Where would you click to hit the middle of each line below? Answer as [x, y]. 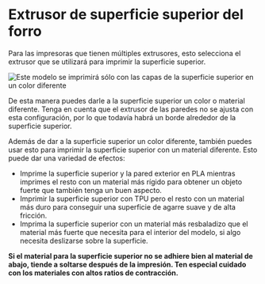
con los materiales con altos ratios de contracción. [93, 273]
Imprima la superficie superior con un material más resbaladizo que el [134, 224]
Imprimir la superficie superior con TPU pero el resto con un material [132, 199]
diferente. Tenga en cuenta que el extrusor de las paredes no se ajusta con [131, 109]
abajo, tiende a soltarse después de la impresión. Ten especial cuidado [127, 264]
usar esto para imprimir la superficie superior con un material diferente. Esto [133, 150]
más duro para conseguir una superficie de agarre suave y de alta [128, 206]
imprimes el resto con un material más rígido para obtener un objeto [131, 182]
